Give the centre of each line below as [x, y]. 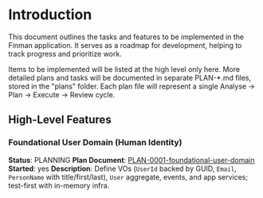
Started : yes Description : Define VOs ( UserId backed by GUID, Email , [122, 168]
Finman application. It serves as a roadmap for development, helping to [125, 45]
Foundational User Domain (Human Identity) [95, 143]
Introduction [50, 15]
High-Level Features [60, 120]
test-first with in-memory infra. [59, 185]
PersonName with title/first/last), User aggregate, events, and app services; [128, 176]
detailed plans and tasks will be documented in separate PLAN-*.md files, [130, 77]
